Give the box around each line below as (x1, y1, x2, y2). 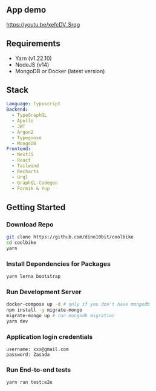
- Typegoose (11, 134, 42, 141)
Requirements (6, 39, 60, 49)
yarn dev (6, 318, 28, 324)
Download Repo (6, 220, 54, 229)
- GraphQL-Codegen (11, 180, 59, 186)
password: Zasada (6, 352, 50, 358)
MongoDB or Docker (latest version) (15, 67, 105, 74)
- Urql (11, 174, 28, 180)
